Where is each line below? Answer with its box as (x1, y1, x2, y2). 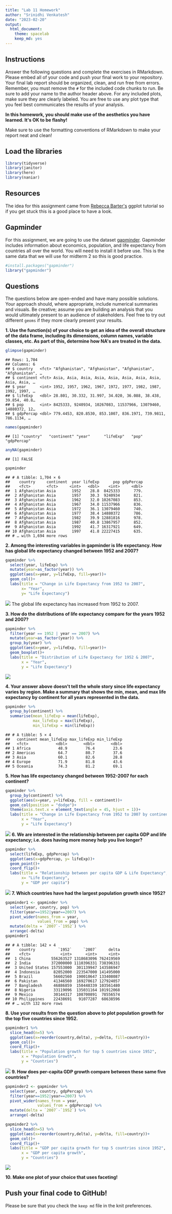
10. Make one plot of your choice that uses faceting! (5, 1174, 118, 1180)
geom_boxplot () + (10, 650, 45, 655)
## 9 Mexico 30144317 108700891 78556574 (5, 992, 120, 997)
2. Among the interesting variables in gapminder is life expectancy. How (5, 542, 162, 548)
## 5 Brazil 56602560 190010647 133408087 (5, 974, 120, 979)
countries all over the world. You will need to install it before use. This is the (5, 247, 165, 254)
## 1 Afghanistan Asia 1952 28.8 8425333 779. (5, 488, 143, 493)
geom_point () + (10, 861, 40, 866)
